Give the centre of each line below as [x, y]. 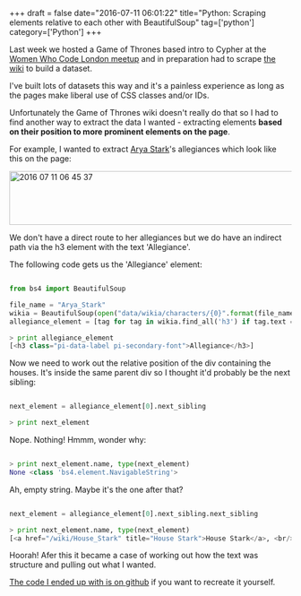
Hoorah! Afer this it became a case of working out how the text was [134, 556]
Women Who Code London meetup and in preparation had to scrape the [142, 59]
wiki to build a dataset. [51, 68]
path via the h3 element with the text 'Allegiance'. [100, 247]
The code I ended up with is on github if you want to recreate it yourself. [142, 583]
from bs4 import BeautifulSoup [68, 289]
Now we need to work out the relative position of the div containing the [140, 363]
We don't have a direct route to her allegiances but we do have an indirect [146, 238]
